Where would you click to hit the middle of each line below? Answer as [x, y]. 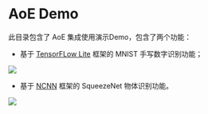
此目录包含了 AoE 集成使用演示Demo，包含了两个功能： [100, 37]
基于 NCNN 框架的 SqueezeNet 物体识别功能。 [96, 85]
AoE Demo [43, 14]
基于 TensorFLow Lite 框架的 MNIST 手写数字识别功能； [111, 53]
